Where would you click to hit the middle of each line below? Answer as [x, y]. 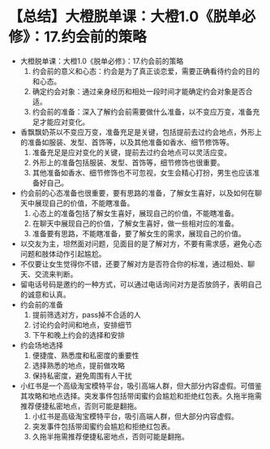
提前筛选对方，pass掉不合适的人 [86, 314]
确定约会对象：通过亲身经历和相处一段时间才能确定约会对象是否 [139, 91]
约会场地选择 [41, 345]
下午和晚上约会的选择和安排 [79, 335]
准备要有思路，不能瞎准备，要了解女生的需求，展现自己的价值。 [139, 233]
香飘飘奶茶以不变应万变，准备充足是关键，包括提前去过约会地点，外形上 [141, 132]
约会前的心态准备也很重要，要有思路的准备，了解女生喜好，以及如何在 [137, 192]
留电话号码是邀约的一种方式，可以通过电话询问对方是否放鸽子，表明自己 [141, 284]
